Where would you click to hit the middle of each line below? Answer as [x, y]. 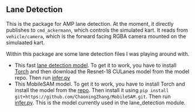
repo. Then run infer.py [42, 77]
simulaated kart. [25, 42]
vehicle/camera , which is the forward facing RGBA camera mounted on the [96, 36]
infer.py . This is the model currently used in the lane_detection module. [100, 103]
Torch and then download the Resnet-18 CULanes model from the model [102, 71]
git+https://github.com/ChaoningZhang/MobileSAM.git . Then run [93, 96]
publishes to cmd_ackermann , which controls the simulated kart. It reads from [97, 30]
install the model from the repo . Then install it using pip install [92, 90]
